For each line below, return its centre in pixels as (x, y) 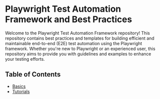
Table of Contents (33, 74)
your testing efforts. (25, 59)
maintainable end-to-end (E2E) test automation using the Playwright (74, 43)
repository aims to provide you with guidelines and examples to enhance (78, 54)
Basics (19, 86)
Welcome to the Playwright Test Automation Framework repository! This (78, 33)
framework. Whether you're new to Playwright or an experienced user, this (80, 49)
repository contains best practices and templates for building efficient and (80, 38)
